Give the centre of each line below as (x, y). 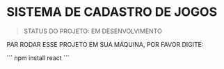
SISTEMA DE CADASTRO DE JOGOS (112, 12)
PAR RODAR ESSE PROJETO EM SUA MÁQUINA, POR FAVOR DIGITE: (105, 44)
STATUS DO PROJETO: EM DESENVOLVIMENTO (93, 31)
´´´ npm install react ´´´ (38, 58)
